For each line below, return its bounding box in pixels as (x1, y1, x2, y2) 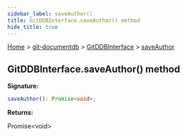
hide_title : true (7, 23, 59, 30)
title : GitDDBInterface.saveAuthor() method (7, 17, 140, 24)
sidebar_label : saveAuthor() (7, 10, 93, 18)
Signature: (7, 82, 39, 90)
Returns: (7, 109, 34, 117)
